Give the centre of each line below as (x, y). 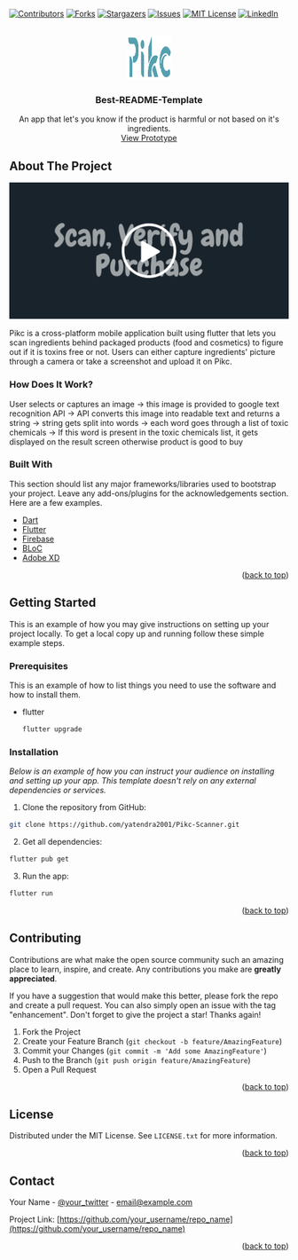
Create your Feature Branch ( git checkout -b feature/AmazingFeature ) (152, 1041)
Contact (32, 1181)
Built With (31, 464)
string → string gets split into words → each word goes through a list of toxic (149, 422)
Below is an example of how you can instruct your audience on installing (142, 771)
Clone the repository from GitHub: (84, 807)
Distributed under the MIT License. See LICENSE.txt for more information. (143, 1136)
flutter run (31, 893)
